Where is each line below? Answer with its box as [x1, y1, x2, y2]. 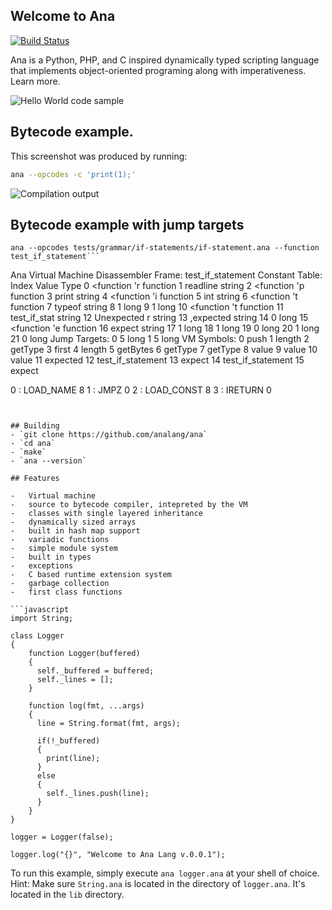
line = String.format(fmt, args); [36, 719, 182, 729]
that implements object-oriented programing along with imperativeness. [10, 64, 307, 76]
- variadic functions [10, 535, 110, 545]
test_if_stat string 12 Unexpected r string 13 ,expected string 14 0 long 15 [10, 312, 309, 324]
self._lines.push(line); [46, 789, 150, 799]
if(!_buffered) [36, 736, 101, 746]
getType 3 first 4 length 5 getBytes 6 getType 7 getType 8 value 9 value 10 [10, 344, 318, 356]
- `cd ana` [10, 439, 56, 449]
